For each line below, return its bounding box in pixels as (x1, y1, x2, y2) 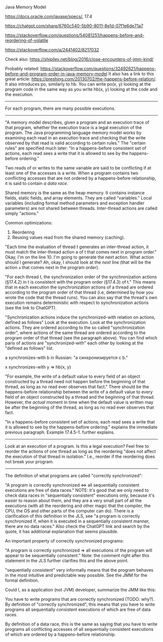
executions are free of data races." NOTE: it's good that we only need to (5, 488, 149, 493)
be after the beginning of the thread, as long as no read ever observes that (5, 405, 154, 410)
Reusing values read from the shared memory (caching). (12, 235, 125, 240)
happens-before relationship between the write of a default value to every (5, 389, 153, 395)
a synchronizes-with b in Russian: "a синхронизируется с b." (5, 355, 128, 360)
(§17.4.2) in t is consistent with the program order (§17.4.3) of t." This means (5, 279, 156, 285)
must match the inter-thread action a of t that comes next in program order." (5, 249, 157, 254)
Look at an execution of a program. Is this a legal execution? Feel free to (5, 443, 149, 449)
